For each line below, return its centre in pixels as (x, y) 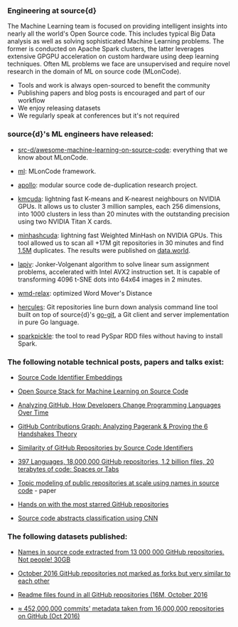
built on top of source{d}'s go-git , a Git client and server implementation (123, 314)
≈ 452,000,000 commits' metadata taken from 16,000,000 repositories (121, 608)
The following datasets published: (67, 537)
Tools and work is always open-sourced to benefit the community (114, 85)
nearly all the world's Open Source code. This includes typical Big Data (111, 33)
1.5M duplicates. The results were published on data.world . (104, 250)
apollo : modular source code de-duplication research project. (108, 185)
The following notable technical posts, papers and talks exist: (116, 362)
